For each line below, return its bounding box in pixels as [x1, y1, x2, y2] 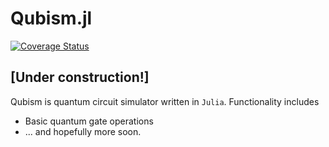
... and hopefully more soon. [24, 125, 142, 137]
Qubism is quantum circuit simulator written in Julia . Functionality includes [10, 95, 320, 107]
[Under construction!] [10, 69, 150, 86]
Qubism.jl [10, 7, 93, 30]
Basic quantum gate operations [24, 115, 154, 127]
